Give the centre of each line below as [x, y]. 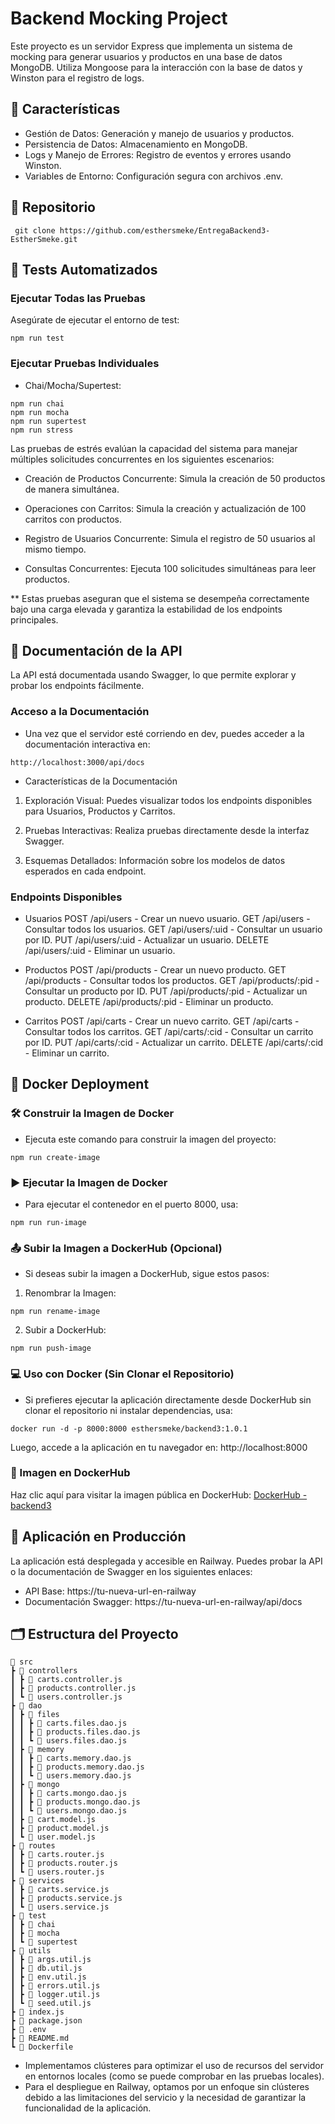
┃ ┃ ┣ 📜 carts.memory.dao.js [71, 1758]
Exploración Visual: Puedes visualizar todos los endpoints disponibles [168, 800]
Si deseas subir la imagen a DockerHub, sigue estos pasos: [147, 1274]
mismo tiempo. [55, 549]
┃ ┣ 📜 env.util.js [48, 1977]
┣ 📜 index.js [37, 2012]
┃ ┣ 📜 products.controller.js [73, 1688]
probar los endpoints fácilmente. [77, 686]
